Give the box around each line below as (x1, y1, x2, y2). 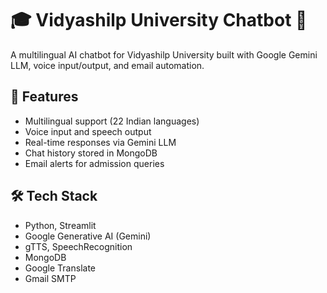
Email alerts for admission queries (24, 157, 165, 169)
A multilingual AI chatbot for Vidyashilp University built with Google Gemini (10, 48, 318, 61)
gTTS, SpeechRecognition (24, 240, 133, 252)
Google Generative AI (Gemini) (24, 230, 152, 242)
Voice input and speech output (24, 125, 152, 137)
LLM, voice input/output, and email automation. (10, 59, 205, 71)
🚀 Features (10, 88, 79, 106)
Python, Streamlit (24, 219, 97, 231)
